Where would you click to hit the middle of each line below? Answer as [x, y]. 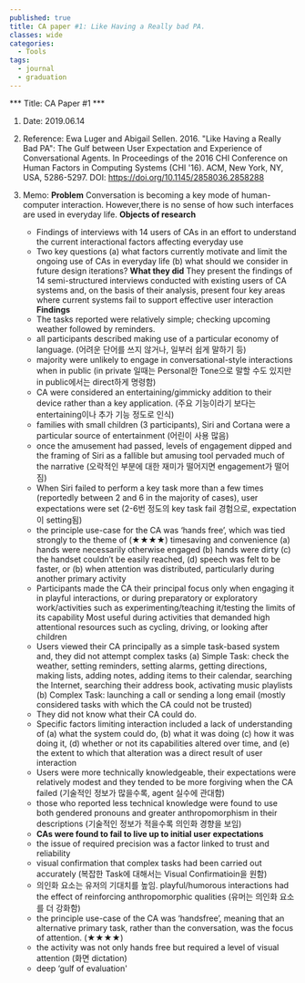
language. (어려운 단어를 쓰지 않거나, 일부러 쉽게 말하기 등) [141, 349]
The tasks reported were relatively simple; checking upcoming [153, 319]
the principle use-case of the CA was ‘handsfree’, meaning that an [160, 918]
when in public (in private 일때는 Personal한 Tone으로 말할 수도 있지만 [164, 370]
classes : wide [36, 35]
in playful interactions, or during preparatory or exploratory [147, 597]
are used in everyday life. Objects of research [109, 214]
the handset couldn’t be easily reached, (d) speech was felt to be [158, 559]
